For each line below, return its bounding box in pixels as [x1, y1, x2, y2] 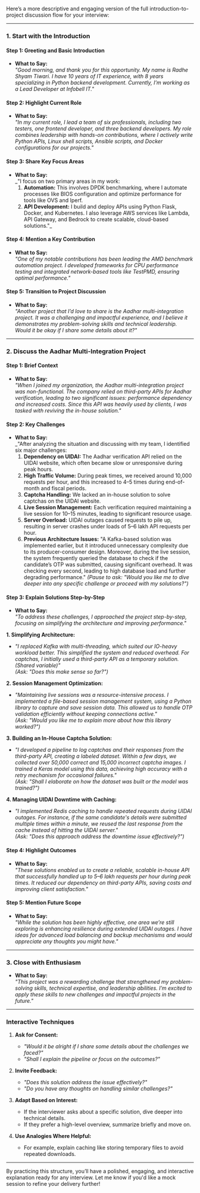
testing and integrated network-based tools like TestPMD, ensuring [14, 268, 180, 275]
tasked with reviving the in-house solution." [14, 407, 121, 414]
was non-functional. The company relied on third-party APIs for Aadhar [14, 388, 192, 395]
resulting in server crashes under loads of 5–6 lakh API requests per [23, 523, 191, 530]
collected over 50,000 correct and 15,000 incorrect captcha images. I [14, 759, 186, 766]
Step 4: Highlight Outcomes [6, 847, 76, 854]
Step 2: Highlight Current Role [6, 99, 82, 106]
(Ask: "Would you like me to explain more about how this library [14, 717, 171, 724]
